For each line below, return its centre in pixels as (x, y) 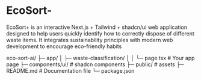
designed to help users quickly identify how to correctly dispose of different (100, 33)
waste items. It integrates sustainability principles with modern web (90, 40)
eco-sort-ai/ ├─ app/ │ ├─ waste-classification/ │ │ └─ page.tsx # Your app (100, 58)
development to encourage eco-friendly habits (64, 46)
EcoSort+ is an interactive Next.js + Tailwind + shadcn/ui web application (97, 27)
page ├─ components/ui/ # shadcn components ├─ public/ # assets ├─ (95, 64)
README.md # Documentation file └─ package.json (70, 70)
